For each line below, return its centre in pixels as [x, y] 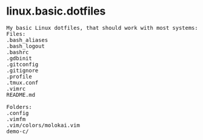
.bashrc [18, 52]
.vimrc [16, 89]
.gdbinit [19, 58]
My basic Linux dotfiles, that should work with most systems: [102, 28]
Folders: [19, 107]
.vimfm [16, 119]
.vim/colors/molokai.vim [43, 125]
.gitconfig [22, 64]
